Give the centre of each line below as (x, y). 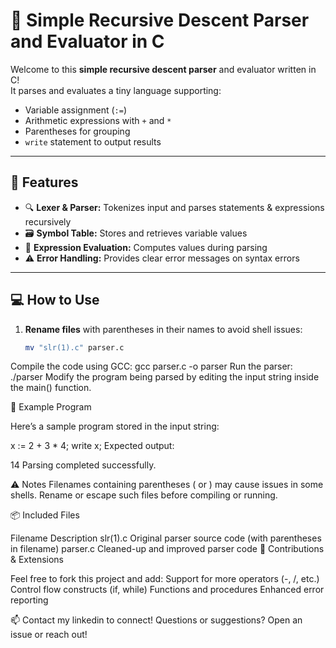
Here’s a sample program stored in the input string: (115, 426)
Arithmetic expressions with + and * (98, 120)
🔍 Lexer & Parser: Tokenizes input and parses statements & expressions (174, 207)
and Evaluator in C (87, 41)
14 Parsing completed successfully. (83, 465)
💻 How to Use (55, 300)
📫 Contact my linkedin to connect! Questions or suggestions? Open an (156, 620)
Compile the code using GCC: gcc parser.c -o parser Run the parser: (151, 366)
